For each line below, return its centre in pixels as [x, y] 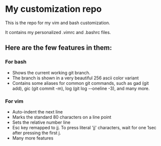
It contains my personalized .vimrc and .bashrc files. [58, 32]
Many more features [33, 138]
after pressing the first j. [37, 133]
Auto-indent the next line [37, 111]
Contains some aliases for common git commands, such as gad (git [80, 83]
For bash [16, 62]
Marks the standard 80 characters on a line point [62, 117]
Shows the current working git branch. [51, 73]
